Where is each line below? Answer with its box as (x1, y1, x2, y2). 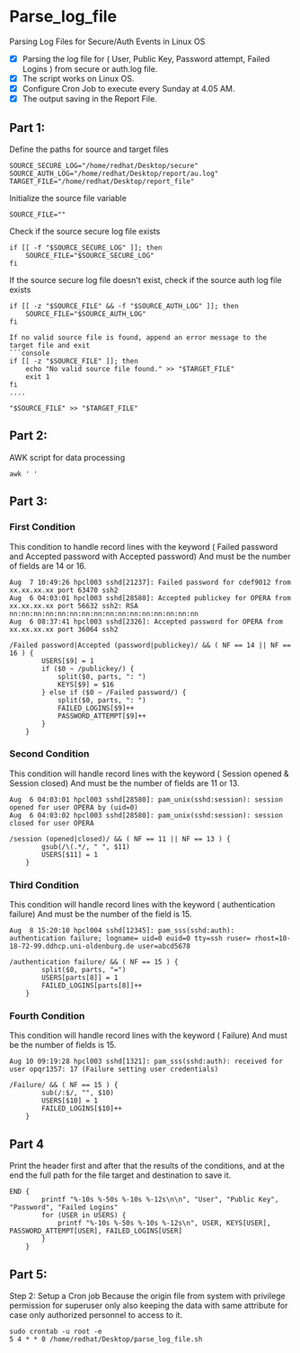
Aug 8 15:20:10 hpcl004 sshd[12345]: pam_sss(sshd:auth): (9, 926, 235, 935)
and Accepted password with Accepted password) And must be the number (9, 551, 291, 562)
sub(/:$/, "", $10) (41, 1089, 115, 1098)
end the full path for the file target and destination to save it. (9, 1170, 232, 1181)
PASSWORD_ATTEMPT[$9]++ (57, 712, 146, 721)
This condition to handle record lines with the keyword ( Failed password (9, 541, 278, 552)
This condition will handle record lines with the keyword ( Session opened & (9, 768, 289, 779)
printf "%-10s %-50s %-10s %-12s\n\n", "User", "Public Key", (41, 1195, 279, 1205)
